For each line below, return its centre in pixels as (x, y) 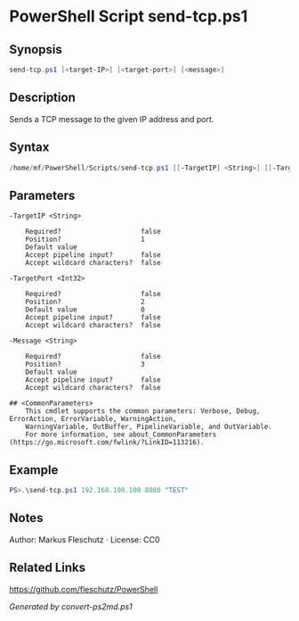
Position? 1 (85, 240)
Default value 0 (85, 310)
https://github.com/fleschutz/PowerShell (84, 589)
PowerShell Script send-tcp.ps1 (129, 17)
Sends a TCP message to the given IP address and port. (112, 119)
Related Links (48, 568)
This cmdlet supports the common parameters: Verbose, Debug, (143, 411)
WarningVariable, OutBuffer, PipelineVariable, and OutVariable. (149, 427)
